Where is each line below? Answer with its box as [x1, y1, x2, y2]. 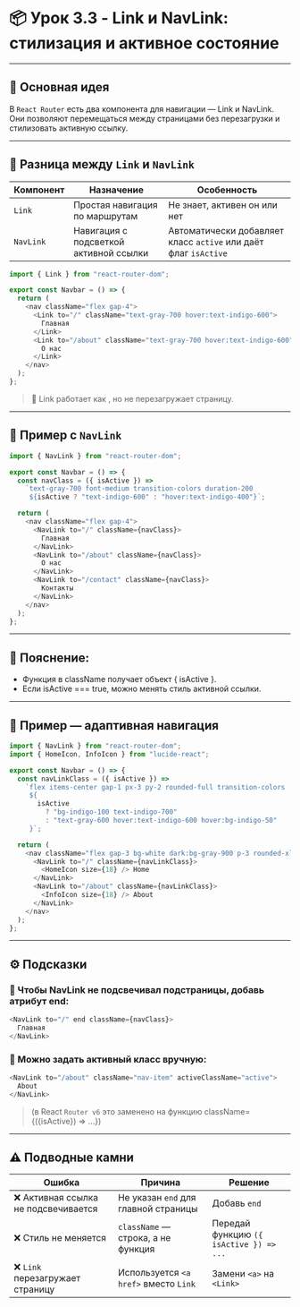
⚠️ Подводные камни [9, 1150, 134, 1165]
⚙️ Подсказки [9, 956, 87, 972]
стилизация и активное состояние [9, 33, 279, 54]
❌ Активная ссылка [13, 1192, 98, 1204]
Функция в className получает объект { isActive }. [21, 674, 217, 685]
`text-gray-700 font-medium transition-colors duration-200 [25, 484, 254, 493]
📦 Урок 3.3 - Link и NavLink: [9, 8, 229, 29]
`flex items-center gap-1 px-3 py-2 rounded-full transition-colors [25, 782, 286, 791]
